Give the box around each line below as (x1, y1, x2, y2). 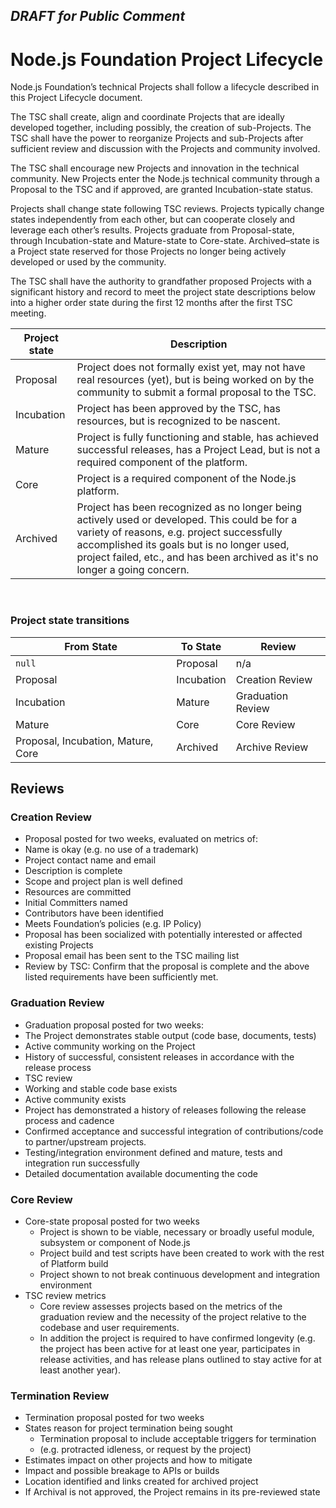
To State (180, 639, 222, 653)
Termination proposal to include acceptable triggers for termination (39, 1433, 317, 1445)
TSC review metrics (24, 1289, 107, 1301)
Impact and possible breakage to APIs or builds (24, 1465, 220, 1477)
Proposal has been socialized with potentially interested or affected (24, 929, 303, 941)
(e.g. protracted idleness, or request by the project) (39, 1444, 252, 1456)
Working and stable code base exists (24, 1082, 178, 1094)
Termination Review (10, 1389, 110, 1403)
